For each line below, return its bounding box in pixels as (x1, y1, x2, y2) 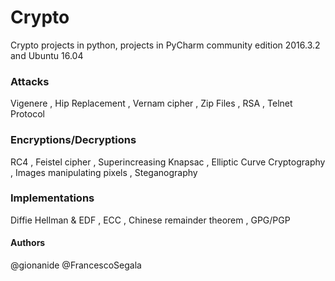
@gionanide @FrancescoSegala (10, 259, 142, 271)
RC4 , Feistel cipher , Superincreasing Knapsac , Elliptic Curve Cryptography (10, 156, 326, 168)
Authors (10, 237, 46, 249)
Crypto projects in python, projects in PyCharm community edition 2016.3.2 (10, 39, 321, 51)
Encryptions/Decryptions (10, 133, 137, 147)
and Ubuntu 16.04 (10, 49, 84, 61)
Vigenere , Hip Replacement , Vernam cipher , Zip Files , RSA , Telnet (10, 97, 293, 110)
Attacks (10, 74, 50, 88)
